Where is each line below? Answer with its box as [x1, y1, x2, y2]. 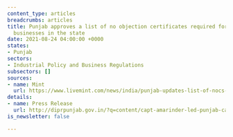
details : [7, 94, 33, 101]
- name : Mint [7, 81, 45, 88]
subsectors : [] [7, 68, 51, 75]
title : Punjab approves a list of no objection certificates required [7, 23, 216, 30]
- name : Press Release [7, 100, 73, 107]
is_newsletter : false [7, 113, 70, 120]
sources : [7, 74, 33, 82]
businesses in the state [13, 29, 85, 37]
